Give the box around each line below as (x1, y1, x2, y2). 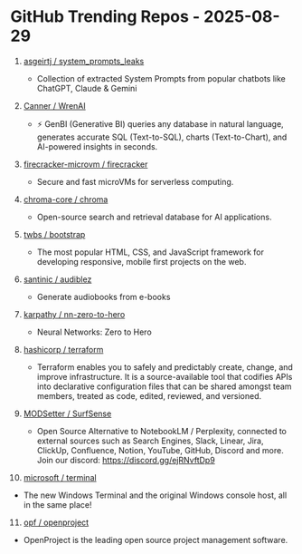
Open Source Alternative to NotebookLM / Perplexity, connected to (36, 425, 288, 436)
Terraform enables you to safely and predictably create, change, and (36, 361, 293, 373)
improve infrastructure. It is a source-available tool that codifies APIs (36, 371, 293, 382)
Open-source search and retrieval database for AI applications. (36, 211, 272, 222)
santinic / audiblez (23, 274, 92, 285)
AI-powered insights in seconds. (36, 141, 158, 151)
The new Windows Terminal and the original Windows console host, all (23, 490, 288, 501)
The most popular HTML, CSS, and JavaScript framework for (36, 247, 265, 258)
